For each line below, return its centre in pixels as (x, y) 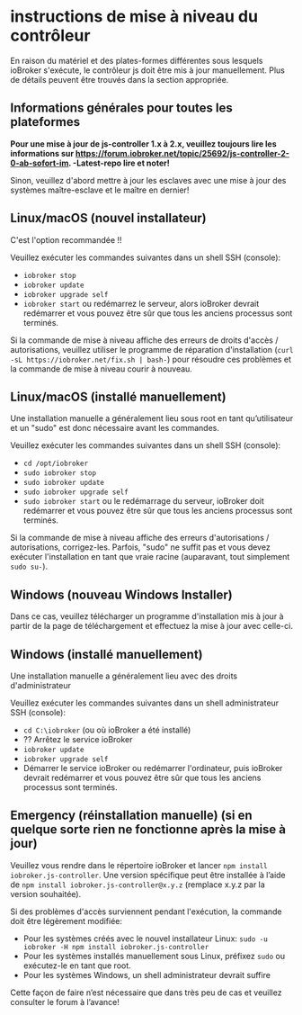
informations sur (42, 153)
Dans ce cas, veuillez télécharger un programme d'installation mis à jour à (147, 616)
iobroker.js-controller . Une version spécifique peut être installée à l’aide (148, 875)
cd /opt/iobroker (56, 464)
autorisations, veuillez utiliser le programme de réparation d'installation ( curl (152, 349)
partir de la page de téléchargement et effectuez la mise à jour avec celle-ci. (151, 626)
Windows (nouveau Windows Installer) (121, 594)
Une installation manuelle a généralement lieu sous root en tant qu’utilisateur (152, 418)
